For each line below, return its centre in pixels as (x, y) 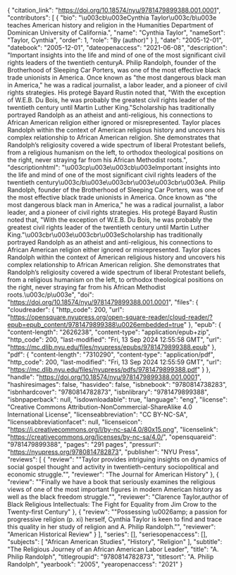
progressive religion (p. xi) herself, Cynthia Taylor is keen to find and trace (115, 519)
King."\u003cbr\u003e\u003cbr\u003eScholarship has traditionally (105, 235)
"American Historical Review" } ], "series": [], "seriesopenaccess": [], (107, 534)
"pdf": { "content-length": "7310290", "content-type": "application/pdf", (111, 354)
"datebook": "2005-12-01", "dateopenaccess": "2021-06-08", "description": (117, 48)
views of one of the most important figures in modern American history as (114, 489)
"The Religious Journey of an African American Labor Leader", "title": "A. (113, 549)
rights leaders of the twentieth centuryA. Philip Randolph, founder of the (112, 62)
